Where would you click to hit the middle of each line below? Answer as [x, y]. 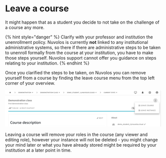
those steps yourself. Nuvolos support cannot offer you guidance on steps [81, 58]
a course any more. [25, 27]
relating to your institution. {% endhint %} [47, 63]
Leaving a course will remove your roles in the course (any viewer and [77, 135]
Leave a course [37, 9]
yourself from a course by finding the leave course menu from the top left [80, 78]
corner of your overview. [30, 83]
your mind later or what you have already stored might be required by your [81, 145]
